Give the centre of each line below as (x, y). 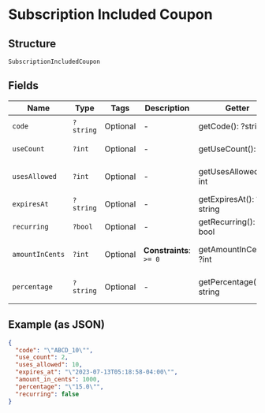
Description (167, 108)
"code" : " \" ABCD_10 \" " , (54, 350)
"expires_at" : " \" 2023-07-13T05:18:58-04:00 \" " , (97, 372)
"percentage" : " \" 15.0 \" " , (60, 387)
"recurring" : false (47, 394)
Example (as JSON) (56, 325)
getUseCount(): (227, 149)
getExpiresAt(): (226, 199)
